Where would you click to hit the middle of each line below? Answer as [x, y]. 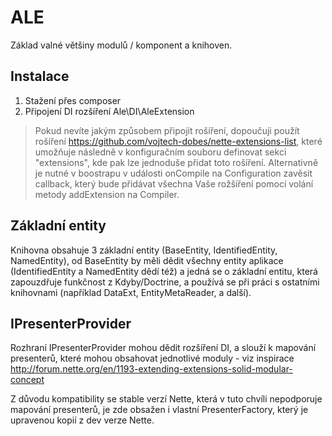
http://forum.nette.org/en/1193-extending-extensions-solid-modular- [151, 369]
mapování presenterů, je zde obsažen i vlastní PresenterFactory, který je [159, 410]
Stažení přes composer [73, 100]
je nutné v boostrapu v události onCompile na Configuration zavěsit [173, 173]
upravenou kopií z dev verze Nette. [82, 420]
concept [27, 380]
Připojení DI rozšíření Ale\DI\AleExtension [109, 111]
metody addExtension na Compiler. [107, 194]
